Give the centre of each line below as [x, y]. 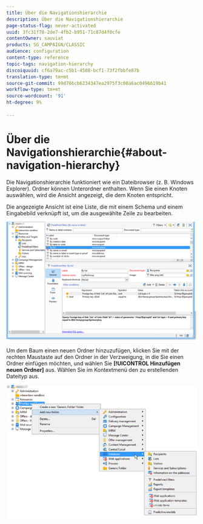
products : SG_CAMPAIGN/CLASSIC [46, 45]
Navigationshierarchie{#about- [87, 152]
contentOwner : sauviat [35, 39]
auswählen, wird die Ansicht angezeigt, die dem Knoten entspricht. [90, 195]
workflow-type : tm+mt [34, 90]
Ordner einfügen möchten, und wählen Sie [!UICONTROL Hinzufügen [93, 363]
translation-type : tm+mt [38, 77]
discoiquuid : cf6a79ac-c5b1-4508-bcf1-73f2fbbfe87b [73, 70]
